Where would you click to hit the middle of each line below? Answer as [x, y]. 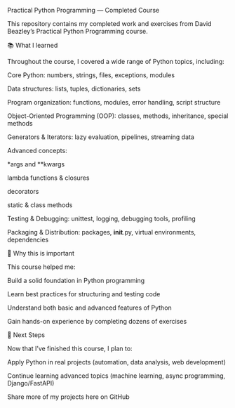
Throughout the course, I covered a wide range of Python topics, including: [116, 61]
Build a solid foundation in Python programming [76, 281]
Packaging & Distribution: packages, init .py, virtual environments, [102, 232]
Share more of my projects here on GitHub [68, 397]
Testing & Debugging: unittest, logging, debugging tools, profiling [102, 218]
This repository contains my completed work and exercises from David [109, 24]
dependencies [28, 239]
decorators [23, 191]
